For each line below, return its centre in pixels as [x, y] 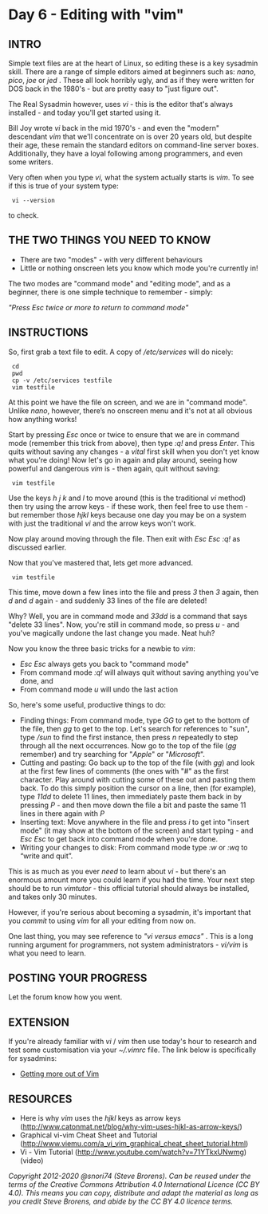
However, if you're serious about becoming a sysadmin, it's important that [130, 912]
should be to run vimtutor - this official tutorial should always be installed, [129, 888]
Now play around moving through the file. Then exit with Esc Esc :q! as [124, 538]
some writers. [31, 162]
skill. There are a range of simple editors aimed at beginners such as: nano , [132, 72]
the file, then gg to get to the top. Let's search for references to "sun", [134, 728]
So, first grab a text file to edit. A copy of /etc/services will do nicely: [121, 352]
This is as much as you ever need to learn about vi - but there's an [117, 871]
